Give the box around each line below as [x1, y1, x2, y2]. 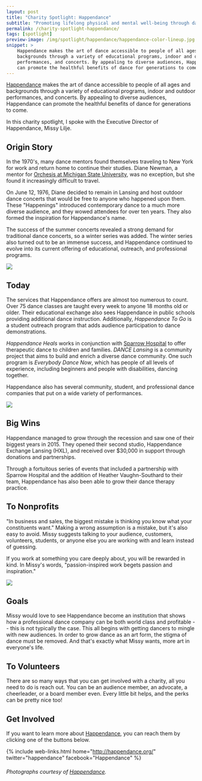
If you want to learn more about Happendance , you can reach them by [6, 730, 180, 737]
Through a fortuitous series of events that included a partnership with [6, 465, 179, 472]
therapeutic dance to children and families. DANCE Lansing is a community [6, 346, 192, 353]
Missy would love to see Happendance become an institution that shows [6, 612, 186, 619]
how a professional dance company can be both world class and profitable [6, 618, 191, 625]
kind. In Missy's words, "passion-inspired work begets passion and [6, 561, 173, 568]
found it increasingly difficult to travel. [6, 177, 100, 184]
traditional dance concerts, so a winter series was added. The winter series [6, 232, 193, 240]
